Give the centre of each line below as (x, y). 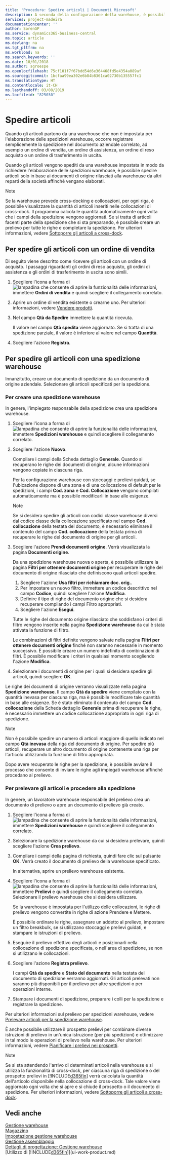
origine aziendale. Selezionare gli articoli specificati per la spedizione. (78, 384)
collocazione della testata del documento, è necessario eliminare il (82, 526)
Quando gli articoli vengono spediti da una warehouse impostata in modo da (85, 165)
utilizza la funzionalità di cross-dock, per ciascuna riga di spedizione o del (82, 1070)
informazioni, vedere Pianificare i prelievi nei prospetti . (62, 1045)
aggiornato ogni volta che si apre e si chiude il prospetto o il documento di (82, 1087)
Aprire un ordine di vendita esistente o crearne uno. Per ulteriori (79, 302)
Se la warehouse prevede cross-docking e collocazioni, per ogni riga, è (80, 201)
